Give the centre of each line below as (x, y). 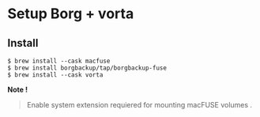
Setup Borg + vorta (71, 14)
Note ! (18, 89)
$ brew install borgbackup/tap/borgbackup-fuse (87, 68)
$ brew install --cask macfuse (59, 61)
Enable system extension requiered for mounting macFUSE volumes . (139, 105)
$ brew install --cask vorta (55, 75)
